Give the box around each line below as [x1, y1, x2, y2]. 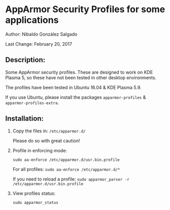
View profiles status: [12, 190, 56, 196]
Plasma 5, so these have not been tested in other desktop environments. [5, 75, 156, 81]
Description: [5, 56, 46, 64]
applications [5, 14, 59, 26]
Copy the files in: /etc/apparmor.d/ [12, 128, 86, 134]
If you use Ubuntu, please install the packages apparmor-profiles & [5, 94, 146, 100]
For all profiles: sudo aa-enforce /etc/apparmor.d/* [12, 166, 120, 172]
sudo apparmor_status [12, 200, 58, 205]
